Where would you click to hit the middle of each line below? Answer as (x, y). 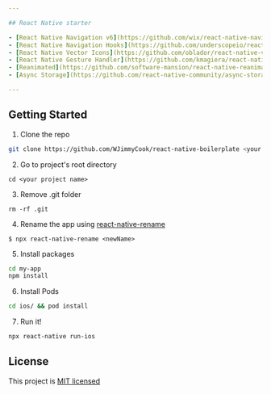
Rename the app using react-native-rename (93, 224)
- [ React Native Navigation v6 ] (63, 37)
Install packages (47, 254)
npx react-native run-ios (52, 337)
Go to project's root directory (68, 164)
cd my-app (25, 268)
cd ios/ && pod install (48, 306)
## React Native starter (50, 23)
